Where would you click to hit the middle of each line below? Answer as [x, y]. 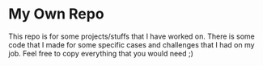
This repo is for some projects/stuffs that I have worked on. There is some [131, 36]
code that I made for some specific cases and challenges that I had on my [131, 44]
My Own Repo [56, 14]
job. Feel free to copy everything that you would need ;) [101, 53]
